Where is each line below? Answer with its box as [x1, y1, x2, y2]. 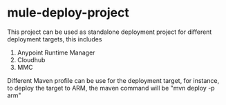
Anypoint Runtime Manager [17, 48, 95, 57]
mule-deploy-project [7, 5, 129, 21]
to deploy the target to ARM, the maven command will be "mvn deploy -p [7, 84, 216, 92]
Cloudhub [17, 55, 46, 64]
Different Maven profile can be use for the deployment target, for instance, [7, 76, 220, 84]
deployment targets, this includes [7, 35, 102, 43]
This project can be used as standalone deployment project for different [7, 28, 212, 36]
